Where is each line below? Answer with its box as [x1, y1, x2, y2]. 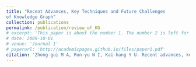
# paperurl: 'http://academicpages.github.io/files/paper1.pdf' [6, 47, 166, 52]
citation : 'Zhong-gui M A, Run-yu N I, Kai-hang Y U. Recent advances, [6, 52, 184, 58]
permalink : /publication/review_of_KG [6, 24, 100, 31]
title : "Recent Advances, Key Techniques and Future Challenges [6, 8, 166, 15]
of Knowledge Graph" [6, 14, 57, 20]
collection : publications [6, 19, 69, 25]
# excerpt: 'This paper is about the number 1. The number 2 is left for [6, 30, 190, 36]
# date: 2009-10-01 [6, 36, 54, 41]
